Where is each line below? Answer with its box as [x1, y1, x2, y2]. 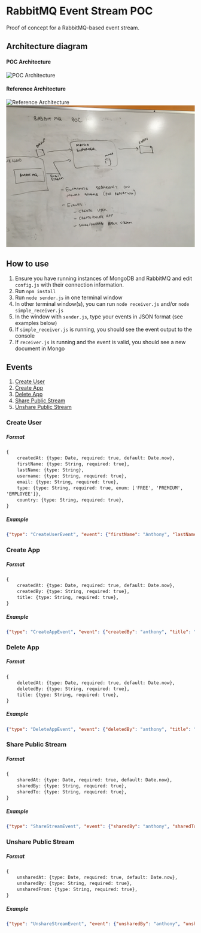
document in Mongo [14, 345, 65, 352]
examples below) [14, 319, 57, 326]
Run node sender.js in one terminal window [14, 294, 123, 301]
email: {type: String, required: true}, [17, 479, 119, 485]
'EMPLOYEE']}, [6, 491, 42, 497]
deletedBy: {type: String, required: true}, [17, 685, 130, 692]
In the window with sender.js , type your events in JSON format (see [14, 313, 184, 320]
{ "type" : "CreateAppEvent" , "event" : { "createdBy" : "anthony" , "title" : [6, 628, 191, 635]
